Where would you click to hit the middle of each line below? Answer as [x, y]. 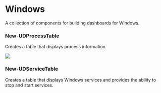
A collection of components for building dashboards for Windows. [72, 23]
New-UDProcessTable [32, 36]
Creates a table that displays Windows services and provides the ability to [80, 80]
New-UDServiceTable [32, 69]
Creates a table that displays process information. [56, 47]
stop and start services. [29, 85]
